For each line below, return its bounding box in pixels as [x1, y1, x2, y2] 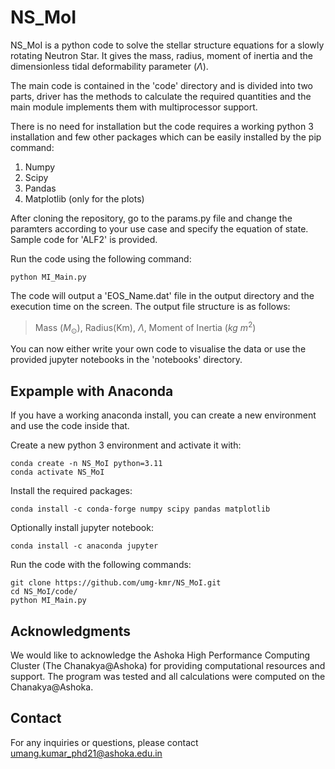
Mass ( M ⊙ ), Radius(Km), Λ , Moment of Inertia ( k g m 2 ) [34, 319, 257, 336]
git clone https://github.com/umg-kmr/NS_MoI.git [10, 578, 222, 588]
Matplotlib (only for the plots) [24, 192, 145, 205]
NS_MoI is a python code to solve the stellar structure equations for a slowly [10, 39, 325, 51]
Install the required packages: [10, 485, 133, 497]
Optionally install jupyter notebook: [10, 522, 154, 534]
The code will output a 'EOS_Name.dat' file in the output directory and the [10, 289, 315, 301]
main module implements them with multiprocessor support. [10, 101, 258, 113]
